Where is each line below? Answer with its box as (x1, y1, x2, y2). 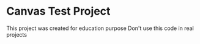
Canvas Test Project (6, 4, 111, 18)
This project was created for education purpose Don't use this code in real (6, 24, 194, 32)
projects (6, 31, 28, 38)
